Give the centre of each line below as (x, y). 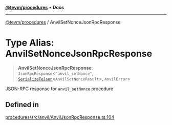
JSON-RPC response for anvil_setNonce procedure (59, 89)
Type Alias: (30, 43)
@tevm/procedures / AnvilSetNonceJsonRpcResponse (63, 22)
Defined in (22, 105)
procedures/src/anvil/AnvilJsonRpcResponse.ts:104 (60, 117)
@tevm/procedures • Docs (35, 7)
